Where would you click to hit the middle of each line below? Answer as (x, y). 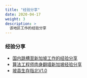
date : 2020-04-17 (23, 14)
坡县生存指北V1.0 (30, 71)
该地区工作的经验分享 (28, 28)
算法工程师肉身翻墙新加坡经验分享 (47, 65)
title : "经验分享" (23, 10)
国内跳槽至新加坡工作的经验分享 (45, 58)
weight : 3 (15, 19)
